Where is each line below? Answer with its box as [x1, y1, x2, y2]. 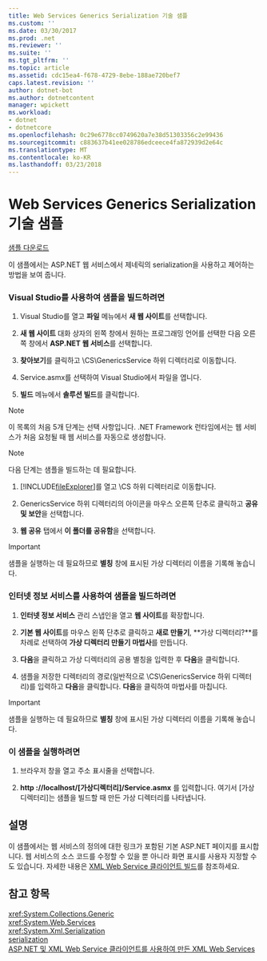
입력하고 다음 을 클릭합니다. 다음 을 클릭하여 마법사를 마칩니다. [37, 681, 228, 691]
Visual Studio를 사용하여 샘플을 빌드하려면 [8, 292, 165, 303]
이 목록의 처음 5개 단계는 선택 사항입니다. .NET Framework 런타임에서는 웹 [8, 422, 242, 432]
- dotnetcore [8, 123, 52, 131]
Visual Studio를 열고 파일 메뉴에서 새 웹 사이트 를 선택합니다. [19, 312, 208, 321]
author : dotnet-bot [8, 86, 74, 95]
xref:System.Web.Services [8, 917, 96, 927]
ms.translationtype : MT [8, 146, 88, 154]
